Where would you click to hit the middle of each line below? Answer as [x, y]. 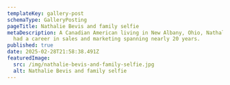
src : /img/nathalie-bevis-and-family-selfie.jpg [84, 64]
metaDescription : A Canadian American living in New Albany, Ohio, [105, 33]
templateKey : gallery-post [46, 13]
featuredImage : [29, 58]
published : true [30, 45]
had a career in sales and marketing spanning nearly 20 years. [107, 39]
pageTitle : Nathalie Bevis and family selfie [73, 26]
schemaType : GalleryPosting [47, 20]
